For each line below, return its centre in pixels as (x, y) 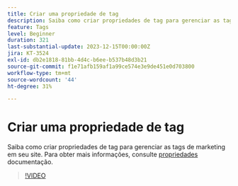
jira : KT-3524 (28, 54)
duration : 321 (28, 40)
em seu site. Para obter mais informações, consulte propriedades (103, 155)
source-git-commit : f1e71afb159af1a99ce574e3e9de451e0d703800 (101, 66)
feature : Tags (28, 27)
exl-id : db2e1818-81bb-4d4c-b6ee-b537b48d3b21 (77, 60)
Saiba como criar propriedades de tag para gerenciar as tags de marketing (116, 147)
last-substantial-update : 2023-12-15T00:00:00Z (79, 47)
